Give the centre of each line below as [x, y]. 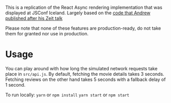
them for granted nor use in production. [47, 34]
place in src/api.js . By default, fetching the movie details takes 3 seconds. [85, 74]
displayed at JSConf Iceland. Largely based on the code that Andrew [78, 13]
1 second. [15, 85]
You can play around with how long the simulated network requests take [81, 68]
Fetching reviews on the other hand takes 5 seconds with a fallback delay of [85, 79]
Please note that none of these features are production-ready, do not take [83, 28]
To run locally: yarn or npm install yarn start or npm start [67, 95]
